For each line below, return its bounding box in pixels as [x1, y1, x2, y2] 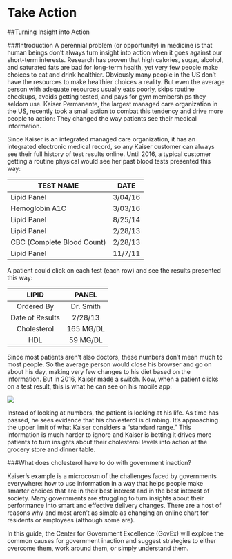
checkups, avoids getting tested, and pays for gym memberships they [7, 92, 206, 101]
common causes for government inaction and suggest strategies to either [7, 536, 216, 545]
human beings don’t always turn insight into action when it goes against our [7, 48, 222, 57]
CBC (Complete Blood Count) [10, 237, 106, 246]
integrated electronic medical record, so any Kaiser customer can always [7, 142, 215, 150]
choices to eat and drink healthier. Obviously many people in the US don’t [7, 70, 216, 79]
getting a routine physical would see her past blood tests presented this [7, 157, 211, 165]
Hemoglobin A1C [10, 204, 67, 213]
